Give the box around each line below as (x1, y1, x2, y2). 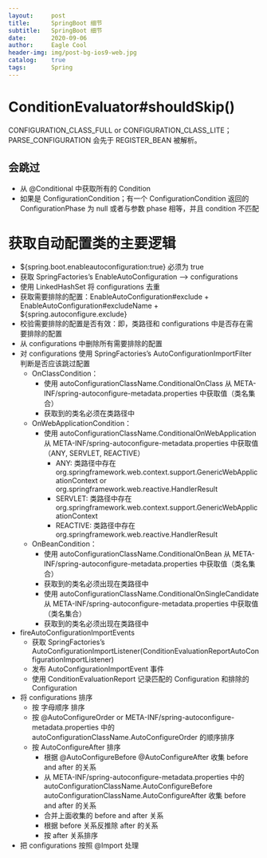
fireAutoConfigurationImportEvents (19, 628, 135, 638)
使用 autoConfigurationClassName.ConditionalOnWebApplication (43, 428, 257, 439)
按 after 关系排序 (43, 831, 98, 840)
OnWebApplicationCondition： (31, 419, 132, 428)
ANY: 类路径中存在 (55, 459, 116, 468)
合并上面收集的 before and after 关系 (43, 811, 164, 821)
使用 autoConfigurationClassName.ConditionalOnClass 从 (43, 379, 233, 388)
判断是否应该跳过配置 (19, 359, 90, 368)
